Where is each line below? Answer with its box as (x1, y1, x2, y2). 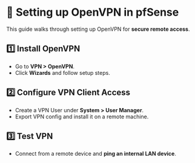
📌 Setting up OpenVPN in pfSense (6, 5, 179, 19)
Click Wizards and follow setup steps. (15, 69, 110, 76)
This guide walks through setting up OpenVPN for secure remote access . (6, 25, 190, 33)
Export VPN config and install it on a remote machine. (15, 113, 149, 120)
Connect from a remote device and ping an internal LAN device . (15, 150, 177, 158)
